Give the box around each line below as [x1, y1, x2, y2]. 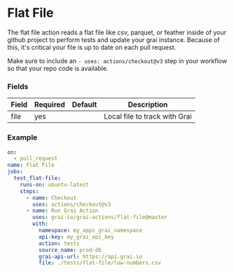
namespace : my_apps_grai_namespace [38, 227, 142, 234]
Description [128, 100, 168, 109]
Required [34, 100, 65, 109]
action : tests [38, 240, 80, 247]
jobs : [7, 168, 23, 175]
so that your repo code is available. [7, 64, 109, 72]
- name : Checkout [25, 194, 77, 201]
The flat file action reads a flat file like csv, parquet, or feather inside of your [7, 28, 226, 36]
